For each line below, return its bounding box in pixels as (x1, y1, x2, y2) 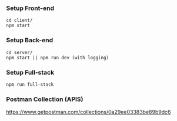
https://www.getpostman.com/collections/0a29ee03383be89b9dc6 (6, 109, 171, 116)
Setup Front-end (6, 4, 55, 12)
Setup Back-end (6, 36, 54, 45)
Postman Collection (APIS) (6, 95, 84, 103)
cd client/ (6, 18, 33, 23)
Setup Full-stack (6, 68, 55, 76)
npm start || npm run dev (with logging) (6, 55, 109, 60)
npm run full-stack (6, 81, 54, 88)
